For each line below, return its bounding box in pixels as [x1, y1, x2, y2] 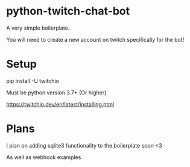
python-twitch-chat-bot [6, 4, 130, 18]
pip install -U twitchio [6, 77, 59, 84]
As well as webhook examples [6, 153, 81, 161]
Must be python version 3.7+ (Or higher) [6, 89, 107, 96]
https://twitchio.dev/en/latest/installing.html [6, 100, 115, 108]
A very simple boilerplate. [6, 24, 70, 31]
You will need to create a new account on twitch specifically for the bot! [6, 36, 185, 43]
